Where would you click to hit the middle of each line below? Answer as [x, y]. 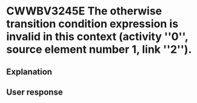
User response [35, 92]
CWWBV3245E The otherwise [84, 11]
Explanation [29, 71]
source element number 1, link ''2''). [99, 50]
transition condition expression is [92, 24]
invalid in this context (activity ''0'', [97, 37]
